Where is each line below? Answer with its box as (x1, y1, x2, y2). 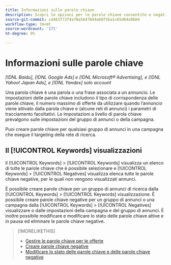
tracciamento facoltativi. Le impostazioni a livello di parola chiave (5, 111, 142, 117)
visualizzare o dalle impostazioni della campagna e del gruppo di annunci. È (5, 207, 164, 213)
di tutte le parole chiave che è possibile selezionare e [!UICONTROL (5, 165, 147, 171)
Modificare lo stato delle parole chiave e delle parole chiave (25, 248, 151, 254)
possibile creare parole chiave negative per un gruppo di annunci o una (5, 196, 155, 203)
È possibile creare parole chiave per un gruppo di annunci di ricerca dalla (5, 186, 159, 192)
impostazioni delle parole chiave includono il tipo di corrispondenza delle (5, 94, 158, 101)
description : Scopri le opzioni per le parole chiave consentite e (5, 12, 152, 17)
